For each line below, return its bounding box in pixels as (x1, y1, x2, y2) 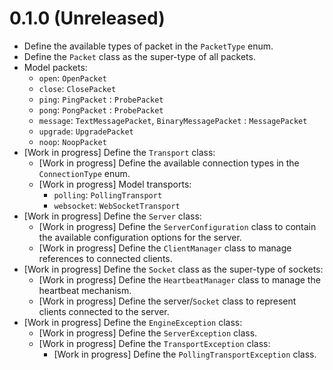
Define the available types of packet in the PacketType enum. (23, 40, 274, 52)
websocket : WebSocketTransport (53, 199, 181, 211)
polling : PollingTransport (53, 188, 163, 201)
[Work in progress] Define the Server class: (23, 210, 202, 222)
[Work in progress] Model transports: (38, 178, 192, 190)
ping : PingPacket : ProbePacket (38, 93, 164, 105)
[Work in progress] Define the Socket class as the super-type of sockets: (23, 263, 324, 275)
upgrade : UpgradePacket (38, 125, 134, 137)
